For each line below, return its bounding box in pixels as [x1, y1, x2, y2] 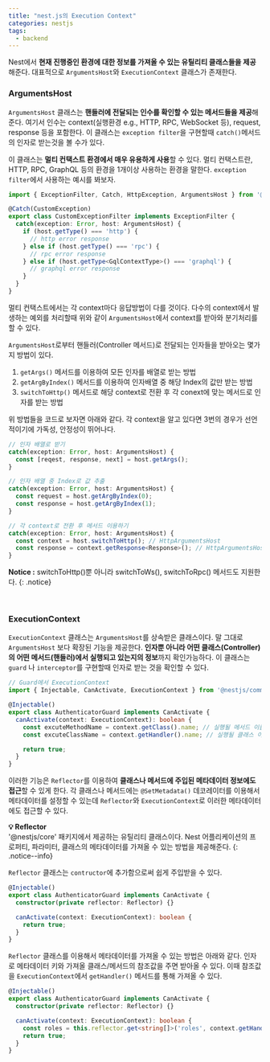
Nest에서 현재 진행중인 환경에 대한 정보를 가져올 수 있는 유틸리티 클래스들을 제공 [8, 57, 256, 67]
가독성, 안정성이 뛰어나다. [35, 424, 117, 434]
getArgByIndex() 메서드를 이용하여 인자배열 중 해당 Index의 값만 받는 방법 [19, 377, 253, 387]
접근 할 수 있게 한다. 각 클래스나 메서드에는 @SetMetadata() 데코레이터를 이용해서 [8, 785, 260, 796]
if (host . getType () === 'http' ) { [22, 228, 138, 236]
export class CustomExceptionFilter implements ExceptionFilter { [8, 212, 235, 221]
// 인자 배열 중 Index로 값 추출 [8, 478, 105, 486]
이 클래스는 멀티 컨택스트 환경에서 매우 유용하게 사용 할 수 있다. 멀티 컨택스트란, [8, 154, 253, 164]
